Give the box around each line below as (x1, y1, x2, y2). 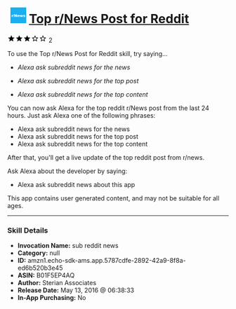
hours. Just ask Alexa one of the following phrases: (7, 111, 156, 119)
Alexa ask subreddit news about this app (17, 180, 136, 188)
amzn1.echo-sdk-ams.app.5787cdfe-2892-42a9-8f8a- (27, 256, 186, 265)
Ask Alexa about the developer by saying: (7, 167, 128, 175)
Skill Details (7, 225, 48, 235)
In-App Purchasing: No (17, 294, 86, 302)
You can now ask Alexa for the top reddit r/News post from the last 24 (7, 104, 209, 112)
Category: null (17, 249, 60, 257)
